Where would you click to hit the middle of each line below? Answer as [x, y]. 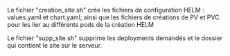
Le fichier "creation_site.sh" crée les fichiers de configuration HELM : [106, 10]
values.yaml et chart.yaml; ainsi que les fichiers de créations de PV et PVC [113, 17]
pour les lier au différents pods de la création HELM [81, 25]
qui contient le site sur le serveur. [55, 45]
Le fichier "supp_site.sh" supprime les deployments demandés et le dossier [115, 38]
